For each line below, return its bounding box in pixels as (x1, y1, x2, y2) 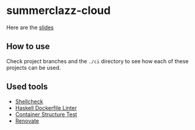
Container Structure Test (15, 111, 77, 118)
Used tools (6, 81, 48, 92)
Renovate (15, 117, 40, 125)
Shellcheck (15, 98, 44, 105)
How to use (6, 41, 50, 52)
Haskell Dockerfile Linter (15, 104, 77, 111)
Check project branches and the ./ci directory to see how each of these (6, 57, 189, 64)
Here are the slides (6, 24, 54, 31)
